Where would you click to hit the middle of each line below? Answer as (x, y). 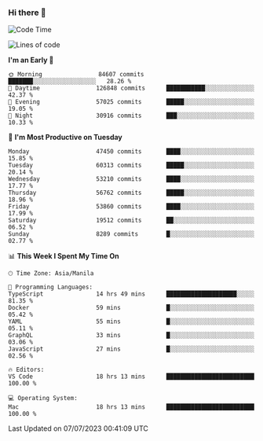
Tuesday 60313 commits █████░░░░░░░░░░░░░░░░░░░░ (131, 165)
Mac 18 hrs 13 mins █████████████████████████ (131, 407)
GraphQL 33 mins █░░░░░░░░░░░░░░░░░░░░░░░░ (131, 336)
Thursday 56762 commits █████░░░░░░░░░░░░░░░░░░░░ (131, 193)
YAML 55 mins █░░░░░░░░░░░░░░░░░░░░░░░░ (131, 322)
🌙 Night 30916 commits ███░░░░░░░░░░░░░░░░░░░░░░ (131, 116)
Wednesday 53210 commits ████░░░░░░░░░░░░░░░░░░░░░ (131, 179)
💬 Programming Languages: (50, 287)
